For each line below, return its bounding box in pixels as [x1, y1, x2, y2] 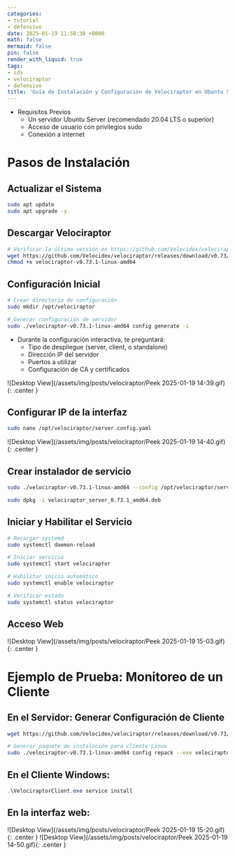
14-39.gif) [197, 378, 226, 387]
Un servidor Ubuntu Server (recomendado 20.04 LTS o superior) [27, 115, 215, 123]
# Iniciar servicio [7, 554, 64, 561]
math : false [7, 36, 42, 44]
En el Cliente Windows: [7, 769, 111, 781]
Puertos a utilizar [27, 357, 77, 366]
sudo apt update [7, 201, 55, 208]
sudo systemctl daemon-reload [7, 541, 96, 548]
